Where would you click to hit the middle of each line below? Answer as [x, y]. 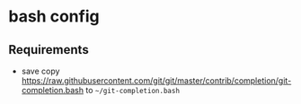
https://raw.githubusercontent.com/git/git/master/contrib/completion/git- [156, 81]
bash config [54, 17]
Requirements [49, 50]
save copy [40, 71]
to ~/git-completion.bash [133, 90]
